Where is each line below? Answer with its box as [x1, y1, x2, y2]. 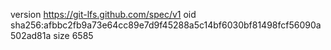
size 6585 [53, 30, 94, 41]
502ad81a [10, 30, 52, 41]
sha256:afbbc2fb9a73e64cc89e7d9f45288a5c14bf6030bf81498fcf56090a [10, 19, 322, 31]
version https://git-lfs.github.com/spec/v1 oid [10, 9, 197, 20]
